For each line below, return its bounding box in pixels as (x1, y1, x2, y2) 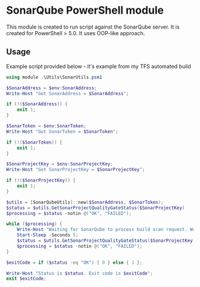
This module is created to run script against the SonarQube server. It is (6, 23, 180, 30)
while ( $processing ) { (6, 221, 62, 227)
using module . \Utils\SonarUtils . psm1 (6, 74, 102, 80)
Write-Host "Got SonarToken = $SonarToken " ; (6, 129, 118, 135)
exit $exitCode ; (6, 276, 46, 282)
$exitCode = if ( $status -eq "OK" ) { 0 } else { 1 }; (6, 260, 143, 266)
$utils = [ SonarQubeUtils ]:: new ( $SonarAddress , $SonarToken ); (6, 199, 164, 205)
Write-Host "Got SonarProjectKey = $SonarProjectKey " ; (6, 167, 145, 173)
